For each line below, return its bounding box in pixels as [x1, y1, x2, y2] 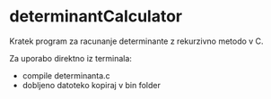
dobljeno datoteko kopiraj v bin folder [22, 79, 162, 90]
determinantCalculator [9, 6, 182, 27]
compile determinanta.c [22, 70, 110, 81]
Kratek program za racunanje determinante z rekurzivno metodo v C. [9, 36, 264, 46]
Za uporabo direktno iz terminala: [9, 53, 133, 63]
